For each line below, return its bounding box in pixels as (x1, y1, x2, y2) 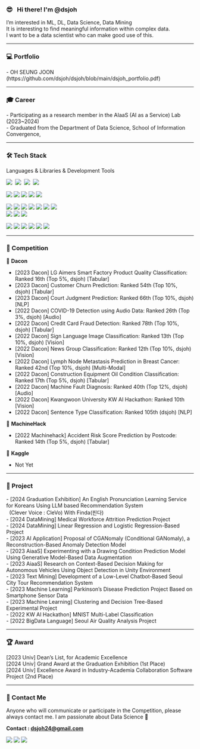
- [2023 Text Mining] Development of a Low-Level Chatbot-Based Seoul (6, 573, 183, 580)
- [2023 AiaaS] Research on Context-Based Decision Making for (6, 560, 164, 567)
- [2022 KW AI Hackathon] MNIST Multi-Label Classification (6, 610, 154, 618)
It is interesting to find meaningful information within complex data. (6, 25, 171, 32)
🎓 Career (6, 96, 36, 104)
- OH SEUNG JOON (6, 68, 55, 75)
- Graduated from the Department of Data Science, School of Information (6, 124, 186, 131)
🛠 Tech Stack (6, 151, 47, 159)
